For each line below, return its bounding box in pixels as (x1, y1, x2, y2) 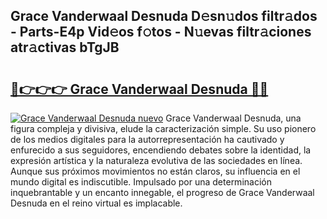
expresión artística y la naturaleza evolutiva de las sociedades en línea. (10, 155, 303, 166)
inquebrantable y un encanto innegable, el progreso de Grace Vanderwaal (10, 187, 315, 198)
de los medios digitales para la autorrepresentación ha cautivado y (10, 134, 285, 145)
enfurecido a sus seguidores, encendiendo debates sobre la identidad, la (10, 144, 312, 156)
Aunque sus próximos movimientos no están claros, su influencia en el (10, 165, 301, 177)
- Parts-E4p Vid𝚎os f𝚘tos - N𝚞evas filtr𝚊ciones (10, 24, 312, 41)
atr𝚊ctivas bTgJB (10, 39, 120, 56)
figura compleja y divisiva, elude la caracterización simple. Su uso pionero (10, 123, 317, 134)
